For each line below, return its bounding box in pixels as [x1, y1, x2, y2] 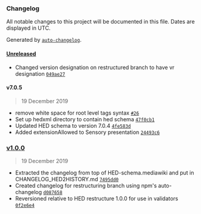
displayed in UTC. [6, 24, 51, 32]
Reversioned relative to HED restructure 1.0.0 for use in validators [15, 195, 179, 202]
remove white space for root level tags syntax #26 [15, 109, 140, 116]
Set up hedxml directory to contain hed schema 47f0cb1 [15, 115, 155, 122]
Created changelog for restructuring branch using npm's [15, 182, 157, 189]
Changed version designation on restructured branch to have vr [15, 64, 175, 71]
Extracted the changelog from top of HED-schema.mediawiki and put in [15, 169, 194, 176]
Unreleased [6, 50, 36, 57]
